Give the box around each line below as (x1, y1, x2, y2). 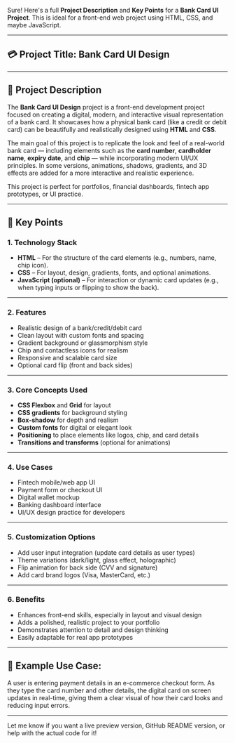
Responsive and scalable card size (17, 353, 117, 362)
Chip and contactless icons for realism (17, 346, 129, 354)
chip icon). (17, 261, 49, 270)
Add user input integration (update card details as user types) (17, 548, 196, 557)
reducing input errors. (7, 701, 71, 709)
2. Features (7, 308, 47, 317)
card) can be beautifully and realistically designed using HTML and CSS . (7, 125, 217, 133)
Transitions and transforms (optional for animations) (17, 438, 171, 447)
